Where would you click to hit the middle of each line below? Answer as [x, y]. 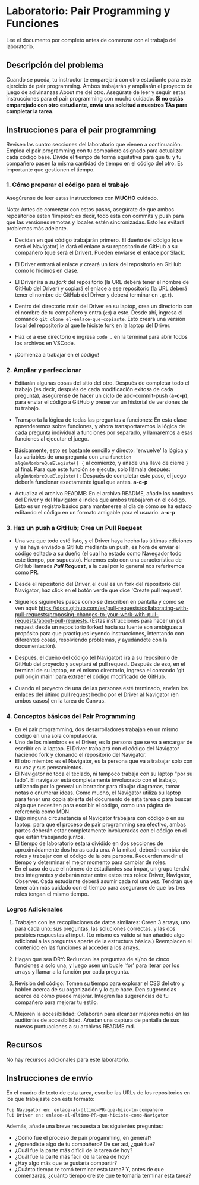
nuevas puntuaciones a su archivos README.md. [75, 1027]
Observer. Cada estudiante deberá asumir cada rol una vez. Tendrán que [104, 881]
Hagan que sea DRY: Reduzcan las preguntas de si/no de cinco [92, 959]
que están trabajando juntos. [50, 837]
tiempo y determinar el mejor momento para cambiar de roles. [91, 862]
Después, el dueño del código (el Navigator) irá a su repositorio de [96, 658]
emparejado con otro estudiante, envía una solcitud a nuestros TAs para [97, 105]
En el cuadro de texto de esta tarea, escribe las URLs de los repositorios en [98, 1092]
